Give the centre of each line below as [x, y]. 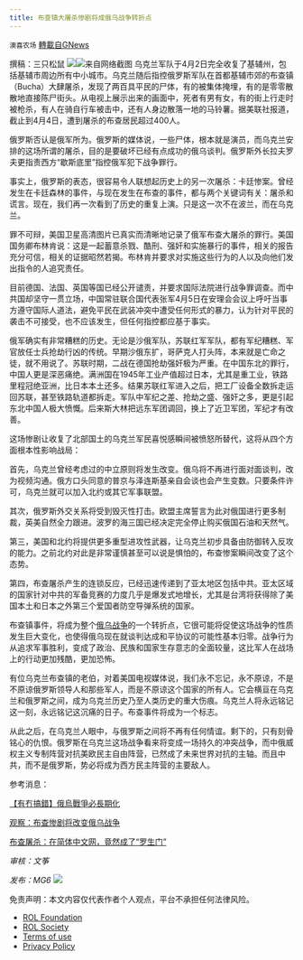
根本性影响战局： [49, 450]
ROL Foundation [52, 917]
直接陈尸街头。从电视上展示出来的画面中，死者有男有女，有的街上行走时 [159, 98]
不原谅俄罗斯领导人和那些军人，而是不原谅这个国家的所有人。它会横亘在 [143, 689]
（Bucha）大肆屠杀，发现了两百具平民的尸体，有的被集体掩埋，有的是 [140, 86]
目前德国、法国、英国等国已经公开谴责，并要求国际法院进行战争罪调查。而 [147, 287]
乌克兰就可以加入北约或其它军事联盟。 [96, 491]
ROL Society [46, 927]
